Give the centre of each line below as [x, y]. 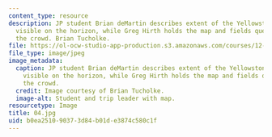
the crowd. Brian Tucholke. [63, 38]
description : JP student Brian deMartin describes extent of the [121, 23]
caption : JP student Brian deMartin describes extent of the [121, 68]
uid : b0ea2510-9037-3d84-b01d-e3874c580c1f [83, 121]
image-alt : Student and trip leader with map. [96, 98]
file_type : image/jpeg [47, 53]
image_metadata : [36, 61]
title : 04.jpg [32, 114]
